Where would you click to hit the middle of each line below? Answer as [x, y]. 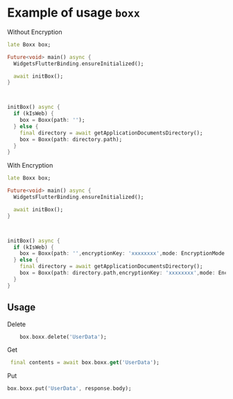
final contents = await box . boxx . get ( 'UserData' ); [85, 363]
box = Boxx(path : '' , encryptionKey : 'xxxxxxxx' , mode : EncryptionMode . [124, 254]
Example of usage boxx [74, 13]
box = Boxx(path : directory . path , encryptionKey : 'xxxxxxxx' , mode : [118, 273]
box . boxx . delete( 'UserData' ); [63, 337]
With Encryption [30, 166]
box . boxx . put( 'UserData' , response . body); [69, 389]
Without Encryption [35, 32]
